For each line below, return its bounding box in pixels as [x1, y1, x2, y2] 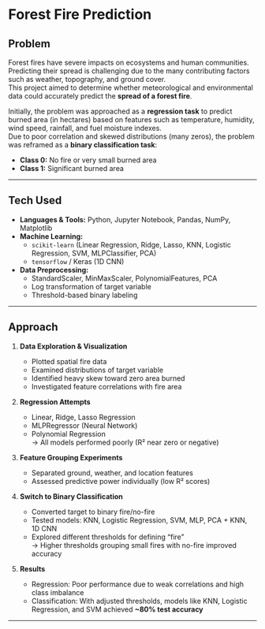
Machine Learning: [19, 231, 84, 241]
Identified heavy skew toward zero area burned [31, 373, 185, 383]
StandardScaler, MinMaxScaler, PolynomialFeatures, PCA [31, 274, 218, 283]
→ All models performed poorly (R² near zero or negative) [31, 437, 219, 447]
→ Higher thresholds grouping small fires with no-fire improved [31, 540, 237, 549]
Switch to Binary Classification [19, 491, 124, 501]
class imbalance [31, 587, 84, 597]
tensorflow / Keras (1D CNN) [31, 256, 125, 266]
